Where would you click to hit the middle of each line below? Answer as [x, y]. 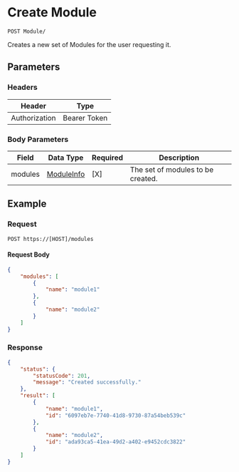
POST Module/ [27, 31]
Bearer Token [85, 118]
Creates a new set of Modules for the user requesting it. [89, 44]
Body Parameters [38, 139]
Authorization [33, 118]
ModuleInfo [66, 174]
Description [179, 158]
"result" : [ [38, 396]
